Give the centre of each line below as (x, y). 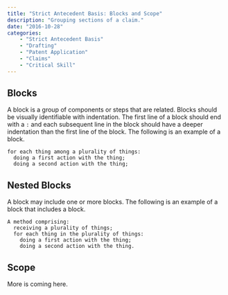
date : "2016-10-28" (35, 26)
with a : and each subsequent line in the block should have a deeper (105, 125)
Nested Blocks (39, 185)
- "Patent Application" (54, 53)
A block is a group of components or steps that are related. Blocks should (112, 110)
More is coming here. (37, 284)
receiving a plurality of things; (63, 228)
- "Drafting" (38, 46)
